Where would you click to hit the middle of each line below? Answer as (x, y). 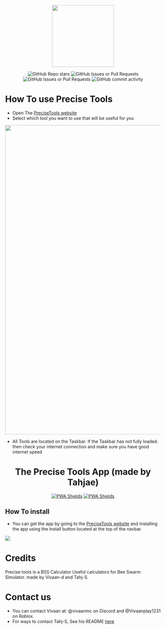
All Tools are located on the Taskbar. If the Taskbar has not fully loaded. (85, 441)
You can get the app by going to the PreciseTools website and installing (85, 524)
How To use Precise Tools (59, 99)
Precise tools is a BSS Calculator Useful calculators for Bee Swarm (73, 572)
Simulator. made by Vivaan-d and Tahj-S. (47, 577)
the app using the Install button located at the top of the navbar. (77, 529)
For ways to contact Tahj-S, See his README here (63, 621)
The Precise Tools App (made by (83, 472)
